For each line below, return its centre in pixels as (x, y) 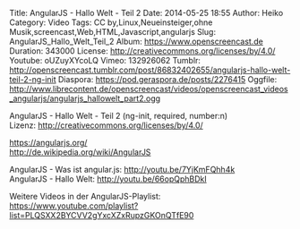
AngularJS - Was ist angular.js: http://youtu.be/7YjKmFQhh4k (122, 170)
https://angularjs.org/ (48, 143)
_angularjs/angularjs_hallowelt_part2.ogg (85, 98)
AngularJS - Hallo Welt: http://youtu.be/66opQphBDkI (108, 179)
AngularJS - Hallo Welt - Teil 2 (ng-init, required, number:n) (119, 116)
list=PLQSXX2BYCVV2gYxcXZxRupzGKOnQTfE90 (102, 215)
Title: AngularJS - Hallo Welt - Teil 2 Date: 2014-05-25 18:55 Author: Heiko (146, 13)
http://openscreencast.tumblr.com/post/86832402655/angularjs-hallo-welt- (150, 70)
